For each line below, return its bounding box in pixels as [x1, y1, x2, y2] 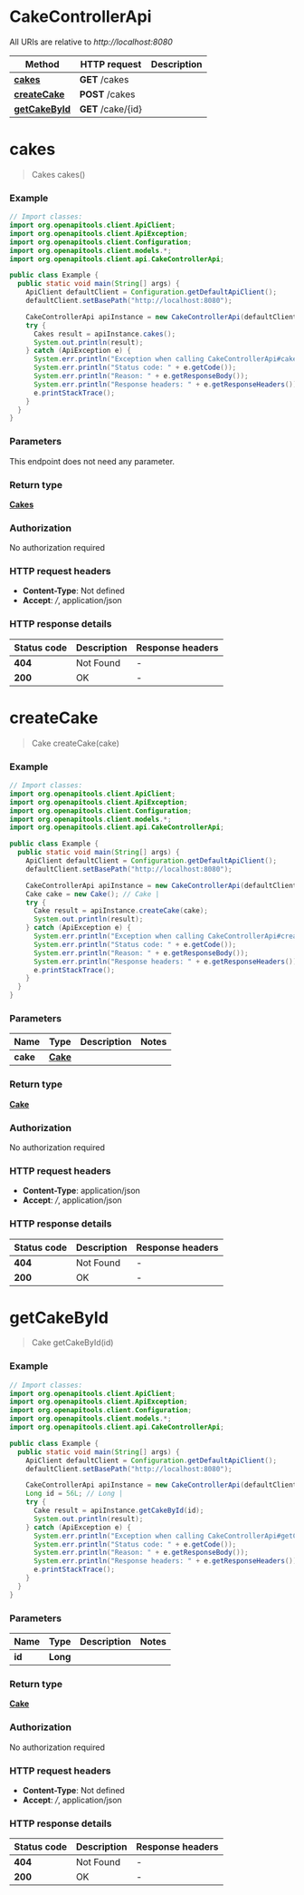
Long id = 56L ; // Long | [25, 1490, 124, 1499]
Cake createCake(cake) [31, 737, 120, 748]
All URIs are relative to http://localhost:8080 [9, 36, 174, 47]
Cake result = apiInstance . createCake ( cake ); [33, 906, 208, 915]
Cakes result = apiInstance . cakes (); [33, 329, 176, 338]
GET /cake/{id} [79, 103, 143, 115]
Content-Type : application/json [22, 1186, 140, 1197]
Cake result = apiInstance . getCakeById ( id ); [33, 1506, 204, 1516]
